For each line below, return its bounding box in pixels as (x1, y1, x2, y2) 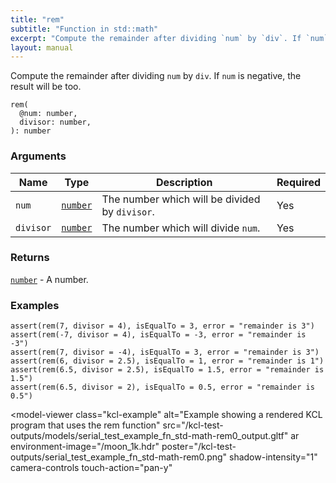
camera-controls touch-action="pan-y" (10, 462, 173, 474)
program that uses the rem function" (10, 419, 161, 431)
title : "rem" (10, 14, 65, 25)
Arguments (10, 149, 67, 163)
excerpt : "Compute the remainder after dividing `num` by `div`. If (10, 33, 302, 43)
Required (276, 175, 321, 189)
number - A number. (10, 273, 89, 285)
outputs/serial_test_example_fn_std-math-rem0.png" (10, 451, 228, 463)
